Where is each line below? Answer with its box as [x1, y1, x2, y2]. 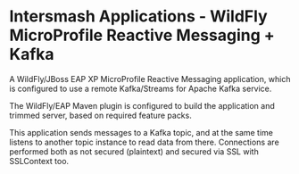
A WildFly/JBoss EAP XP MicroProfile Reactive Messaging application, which [9, 73, 291, 84]
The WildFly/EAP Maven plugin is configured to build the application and [9, 100, 275, 111]
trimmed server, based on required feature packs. [9, 110, 192, 120]
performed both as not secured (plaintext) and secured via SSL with [9, 145, 259, 157]
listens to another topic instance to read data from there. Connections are [9, 137, 279, 147]
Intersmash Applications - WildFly [9, 6, 268, 27]
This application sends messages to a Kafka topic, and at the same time [9, 127, 274, 137]
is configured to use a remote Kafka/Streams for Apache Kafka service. [9, 83, 272, 94]
